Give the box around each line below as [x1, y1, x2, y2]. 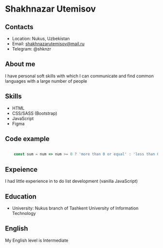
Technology [12, 210, 36, 216]
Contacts [5, 23, 34, 31]
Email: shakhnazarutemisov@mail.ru [12, 41, 85, 47]
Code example [5, 135, 50, 143]
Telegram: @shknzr [12, 46, 51, 52]
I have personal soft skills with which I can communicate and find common [5, 73, 154, 79]
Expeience [5, 165, 38, 174]
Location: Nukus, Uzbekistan [12, 35, 70, 41]
